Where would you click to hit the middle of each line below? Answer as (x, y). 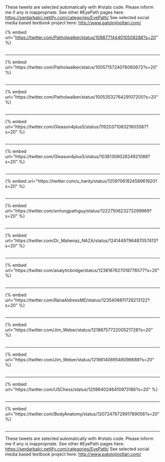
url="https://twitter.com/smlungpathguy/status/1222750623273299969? (79, 211)
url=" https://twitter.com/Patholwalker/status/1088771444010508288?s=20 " (82, 37)
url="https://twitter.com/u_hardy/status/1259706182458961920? (93, 181)
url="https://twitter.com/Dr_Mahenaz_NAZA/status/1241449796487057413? (82, 241)
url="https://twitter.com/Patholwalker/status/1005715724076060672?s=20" (82, 67)
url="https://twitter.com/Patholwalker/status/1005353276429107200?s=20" (82, 97)
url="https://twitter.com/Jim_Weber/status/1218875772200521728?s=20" (79, 330)
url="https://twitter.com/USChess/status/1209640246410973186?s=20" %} (82, 389)
